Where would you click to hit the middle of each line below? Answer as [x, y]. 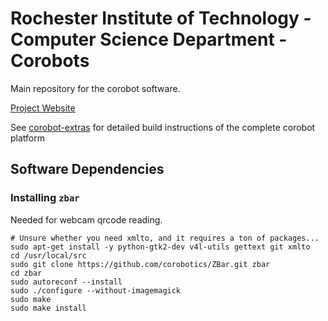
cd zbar [26, 273]
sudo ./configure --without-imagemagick [96, 290]
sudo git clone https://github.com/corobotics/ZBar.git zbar [140, 264]
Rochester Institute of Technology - [161, 18]
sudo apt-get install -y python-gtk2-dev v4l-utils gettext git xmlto [160, 247]
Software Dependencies [87, 169]
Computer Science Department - [149, 39]
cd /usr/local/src [48, 255]
